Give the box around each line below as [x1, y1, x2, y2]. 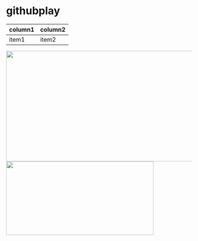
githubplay [6, 4, 60, 18]
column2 [40, 25, 66, 34]
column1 [9, 25, 35, 34]
